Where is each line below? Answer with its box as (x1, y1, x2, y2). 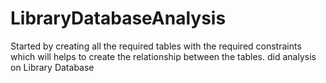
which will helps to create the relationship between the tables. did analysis (10, 50, 317, 62)
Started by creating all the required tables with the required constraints (10, 40, 302, 52)
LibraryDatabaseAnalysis (10, 7, 227, 30)
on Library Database (10, 61, 95, 73)
